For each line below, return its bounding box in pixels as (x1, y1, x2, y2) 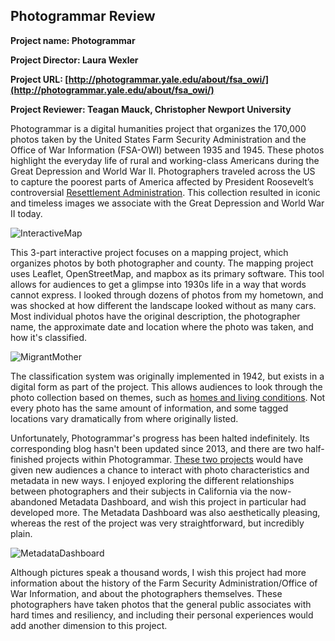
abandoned (10, 495, 58, 508)
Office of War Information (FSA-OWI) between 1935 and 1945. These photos (10, 144, 325, 156)
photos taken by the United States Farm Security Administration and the (10, 133, 307, 145)
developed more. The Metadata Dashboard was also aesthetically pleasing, (10, 506, 321, 518)
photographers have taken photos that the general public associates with (10, 598, 312, 610)
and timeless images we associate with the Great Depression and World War (10, 197, 325, 209)
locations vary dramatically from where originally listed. (10, 412, 239, 424)
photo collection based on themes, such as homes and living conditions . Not (10, 391, 326, 403)
